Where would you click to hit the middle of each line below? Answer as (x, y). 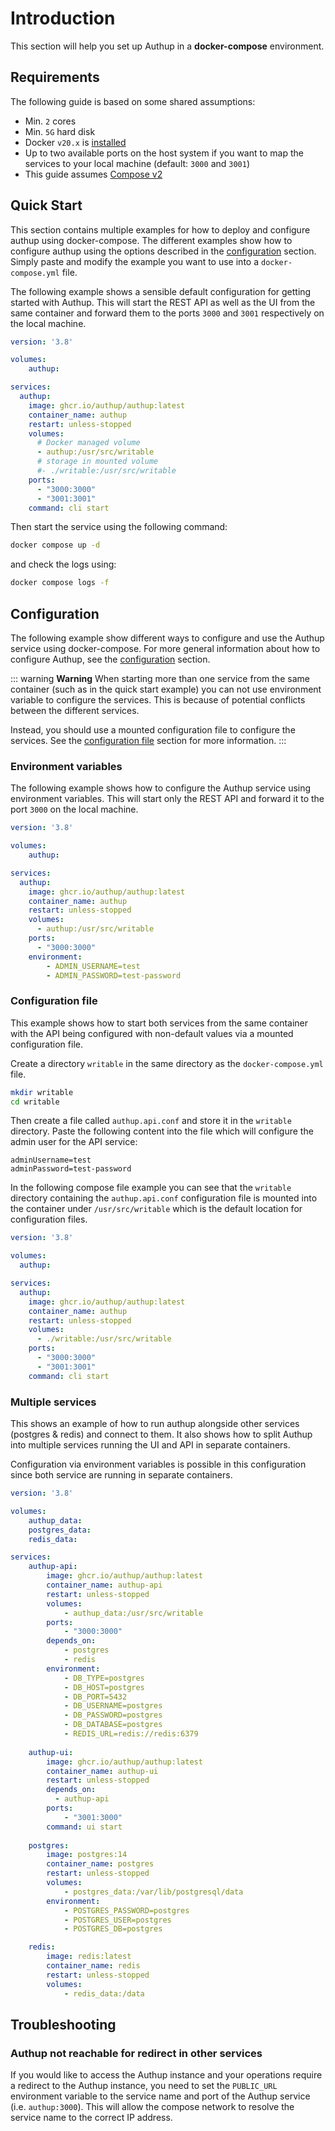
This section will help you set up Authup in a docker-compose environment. (167, 46)
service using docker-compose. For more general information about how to (165, 648)
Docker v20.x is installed (75, 142)
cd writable (35, 1102)
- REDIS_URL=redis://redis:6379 (131, 1734)
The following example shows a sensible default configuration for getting (161, 291)
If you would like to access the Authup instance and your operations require (166, 2075)
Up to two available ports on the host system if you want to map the (164, 153)
